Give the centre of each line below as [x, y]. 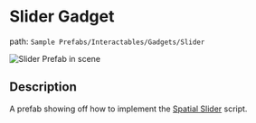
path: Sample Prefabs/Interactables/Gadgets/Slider [107, 41]
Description [43, 87]
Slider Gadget [62, 17]
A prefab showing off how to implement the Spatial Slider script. [128, 109]
